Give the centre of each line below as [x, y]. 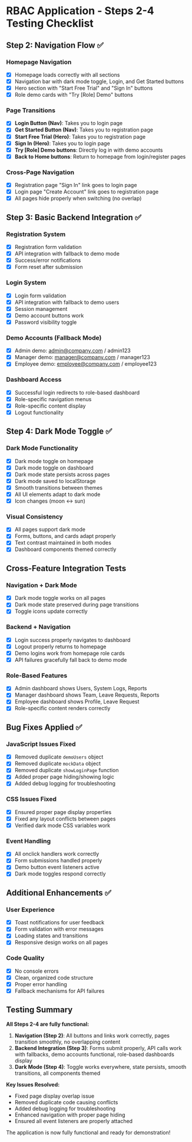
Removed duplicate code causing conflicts [66, 1102]
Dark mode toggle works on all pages [60, 598]
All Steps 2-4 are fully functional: [48, 1024]
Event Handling [29, 841]
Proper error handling [41, 984]
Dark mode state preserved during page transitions [77, 605]
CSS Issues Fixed [32, 799]
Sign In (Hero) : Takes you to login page [62, 143]
